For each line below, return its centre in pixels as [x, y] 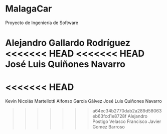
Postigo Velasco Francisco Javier [127, 121]
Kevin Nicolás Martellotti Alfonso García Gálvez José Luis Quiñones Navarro [83, 101]
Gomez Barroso [109, 127]
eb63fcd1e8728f [110, 116]
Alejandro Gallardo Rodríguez [68, 43]
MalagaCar [29, 9]
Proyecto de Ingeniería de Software [42, 23]
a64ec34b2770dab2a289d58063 [127, 111]
